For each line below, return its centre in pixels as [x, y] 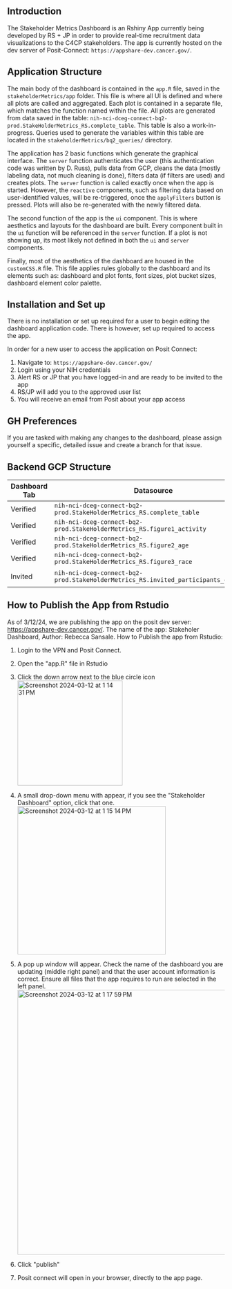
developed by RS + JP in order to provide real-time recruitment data [104, 35]
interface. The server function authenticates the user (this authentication [111, 160]
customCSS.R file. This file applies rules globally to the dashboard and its [109, 268]
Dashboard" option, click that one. [66, 802]
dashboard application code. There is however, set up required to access [111, 328]
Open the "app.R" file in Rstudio [62, 664]
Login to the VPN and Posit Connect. [69, 650]
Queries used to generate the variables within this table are [120, 132]
